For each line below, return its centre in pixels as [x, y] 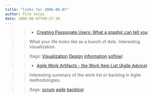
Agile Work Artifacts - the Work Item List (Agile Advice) [92, 65]
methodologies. [45, 80]
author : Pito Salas [25, 14]
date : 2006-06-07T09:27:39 [33, 18]
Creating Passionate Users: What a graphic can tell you [92, 32]
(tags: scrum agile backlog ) [57, 90]
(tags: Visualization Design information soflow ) [76, 56]
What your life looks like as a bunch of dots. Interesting [85, 42]
